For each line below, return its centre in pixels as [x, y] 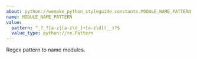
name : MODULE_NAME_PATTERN [39, 17]
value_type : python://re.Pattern [52, 33]
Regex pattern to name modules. [46, 50]
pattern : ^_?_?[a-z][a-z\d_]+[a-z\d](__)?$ [65, 28]
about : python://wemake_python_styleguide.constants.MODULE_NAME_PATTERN [99, 11]
